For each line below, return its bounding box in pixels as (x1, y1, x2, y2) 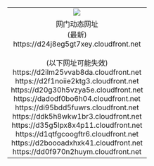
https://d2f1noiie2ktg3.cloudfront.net (15, 76, 139, 85)
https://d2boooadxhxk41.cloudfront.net (11, 138, 143, 148)
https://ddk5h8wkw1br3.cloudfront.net (12, 111, 142, 121)
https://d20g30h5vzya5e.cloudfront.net (11, 85, 143, 95)
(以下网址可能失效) (46, 58, 108, 68)
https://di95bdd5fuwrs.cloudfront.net (15, 102, 139, 112)
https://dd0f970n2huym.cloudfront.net (12, 146, 142, 156)
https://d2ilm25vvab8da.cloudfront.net (12, 67, 142, 77)
